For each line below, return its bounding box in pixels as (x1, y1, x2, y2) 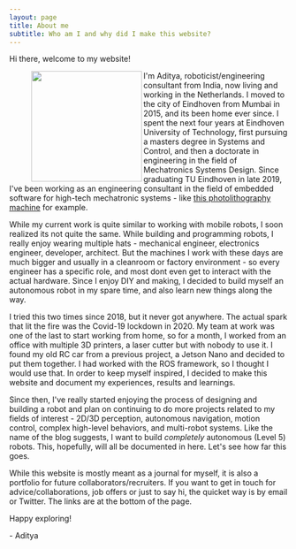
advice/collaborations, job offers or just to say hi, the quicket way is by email (9, 487, 288, 498)
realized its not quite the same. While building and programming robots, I (9, 229, 274, 240)
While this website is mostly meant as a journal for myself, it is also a (9, 468, 259, 478)
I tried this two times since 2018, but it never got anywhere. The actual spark (9, 311, 288, 323)
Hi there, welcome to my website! (9, 54, 131, 65)
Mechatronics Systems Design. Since (143, 164, 280, 175)
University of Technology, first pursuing (143, 127, 288, 138)
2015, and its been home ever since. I (143, 108, 279, 119)
